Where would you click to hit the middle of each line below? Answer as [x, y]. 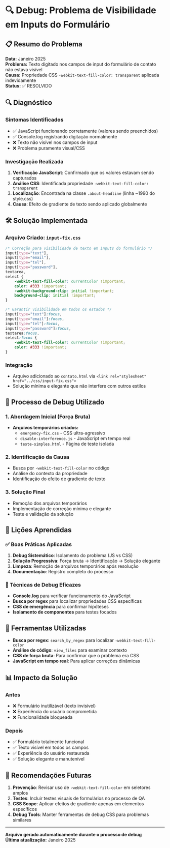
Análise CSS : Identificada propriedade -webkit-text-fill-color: [80, 183]
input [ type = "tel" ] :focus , [32, 324]
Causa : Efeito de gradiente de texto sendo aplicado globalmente [80, 204]
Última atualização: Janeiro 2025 [40, 840]
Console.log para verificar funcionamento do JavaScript [72, 596]
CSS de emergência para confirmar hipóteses [60, 607]
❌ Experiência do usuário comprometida [55, 711]
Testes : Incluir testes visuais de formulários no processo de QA [79, 798]
